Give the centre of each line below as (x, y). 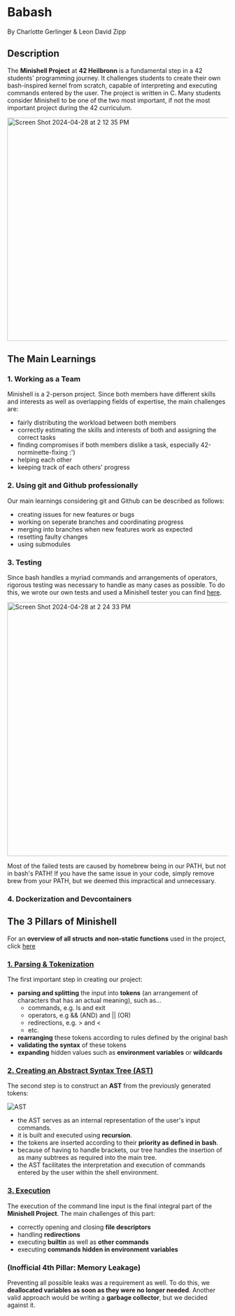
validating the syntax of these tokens (72, 1045)
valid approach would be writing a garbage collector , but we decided (107, 1297)
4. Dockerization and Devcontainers (70, 899)
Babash (30, 12)
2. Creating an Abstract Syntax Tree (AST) (80, 1070)
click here (22, 946)
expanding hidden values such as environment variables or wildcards (120, 1053)
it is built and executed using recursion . (75, 1135)
